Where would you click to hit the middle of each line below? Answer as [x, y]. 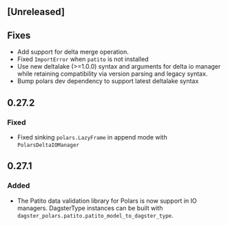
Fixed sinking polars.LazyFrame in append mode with [92, 137]
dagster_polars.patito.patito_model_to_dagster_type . [95, 215]
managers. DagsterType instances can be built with [90, 208]
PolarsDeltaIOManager [48, 145]
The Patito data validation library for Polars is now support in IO [107, 201]
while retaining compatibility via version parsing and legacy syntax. [112, 74]
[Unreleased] [36, 12]
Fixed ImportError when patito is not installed [83, 59]
